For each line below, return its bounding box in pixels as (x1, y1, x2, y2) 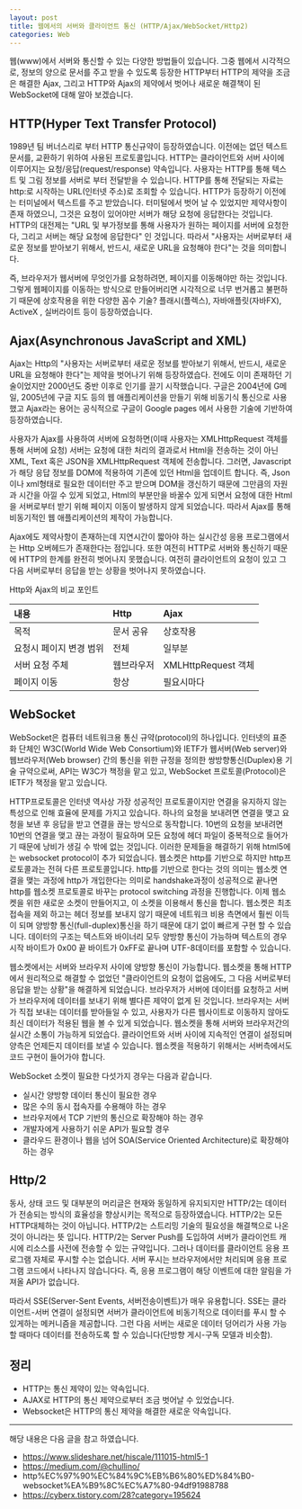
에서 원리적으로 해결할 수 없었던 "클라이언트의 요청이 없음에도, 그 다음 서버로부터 (9, 973, 291, 984)
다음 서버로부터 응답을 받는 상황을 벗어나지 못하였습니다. (9, 565, 207, 576)
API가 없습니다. (25, 1276, 80, 1287)
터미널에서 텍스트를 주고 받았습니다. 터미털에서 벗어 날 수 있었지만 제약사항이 (18, 197, 288, 208)
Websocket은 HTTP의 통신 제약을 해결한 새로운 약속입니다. (22, 1406, 232, 1417)
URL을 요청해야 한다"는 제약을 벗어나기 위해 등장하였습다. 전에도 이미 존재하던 (9, 370, 283, 380)
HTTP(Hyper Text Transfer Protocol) (9, 116, 218, 131)
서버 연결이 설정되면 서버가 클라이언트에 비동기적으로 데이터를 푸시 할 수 (34, 1307, 287, 1317)
